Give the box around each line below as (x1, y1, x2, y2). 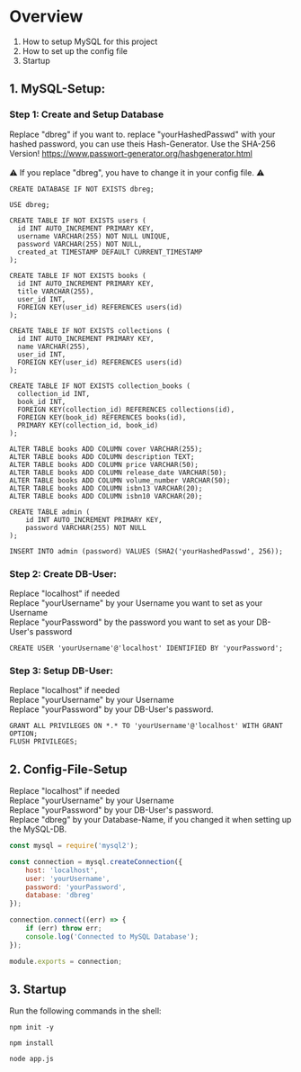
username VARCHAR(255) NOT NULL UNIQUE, (17, 231, 171, 240)
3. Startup (9, 981, 67, 996)
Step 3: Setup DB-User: (9, 664, 114, 677)
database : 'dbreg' (25, 891, 94, 900)
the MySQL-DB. (9, 824, 67, 834)
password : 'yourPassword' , (25, 882, 127, 892)
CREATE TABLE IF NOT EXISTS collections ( (9, 326, 171, 335)
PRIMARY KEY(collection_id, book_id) (17, 420, 159, 429)
